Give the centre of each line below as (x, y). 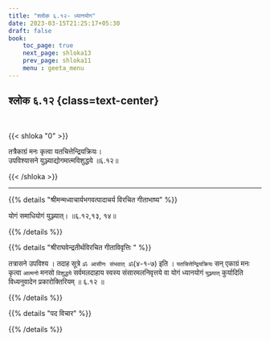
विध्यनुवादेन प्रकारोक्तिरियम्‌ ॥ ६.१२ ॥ (56, 281)
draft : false (30, 31)
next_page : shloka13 (57, 53)
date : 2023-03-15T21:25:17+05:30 (64, 23)
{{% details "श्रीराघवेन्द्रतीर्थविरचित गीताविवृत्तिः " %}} (80, 247)
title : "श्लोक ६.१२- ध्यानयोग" (52, 16)
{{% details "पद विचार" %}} (50, 313)
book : (17, 38)
